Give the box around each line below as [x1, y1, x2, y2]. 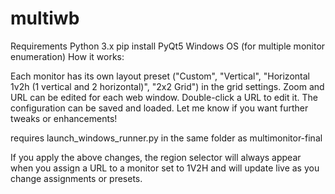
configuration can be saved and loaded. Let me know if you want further [10, 102, 309, 114]
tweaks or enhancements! [10, 112, 118, 124]
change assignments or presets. [10, 172, 143, 184]
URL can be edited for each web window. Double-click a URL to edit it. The [10, 91, 318, 103]
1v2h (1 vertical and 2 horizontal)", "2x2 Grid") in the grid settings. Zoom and [10, 80, 325, 92]
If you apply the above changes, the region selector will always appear [10, 151, 302, 163]
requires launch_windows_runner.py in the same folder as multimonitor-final [10, 132, 323, 144]
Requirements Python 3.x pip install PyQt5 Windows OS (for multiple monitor [10, 40, 326, 52]
